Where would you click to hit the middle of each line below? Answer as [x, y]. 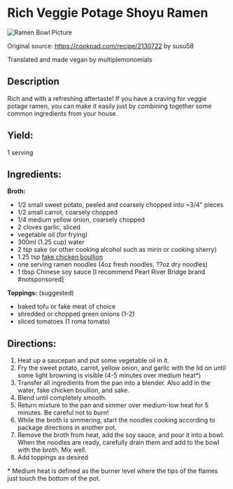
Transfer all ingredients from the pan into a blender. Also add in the [114, 383]
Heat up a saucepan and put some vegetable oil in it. [93, 361]
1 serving [20, 152]
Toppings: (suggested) [41, 293]
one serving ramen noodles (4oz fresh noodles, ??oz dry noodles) [113, 264]
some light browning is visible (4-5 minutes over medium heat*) [109, 375]
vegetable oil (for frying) [52, 235]
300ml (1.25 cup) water [51, 242]
